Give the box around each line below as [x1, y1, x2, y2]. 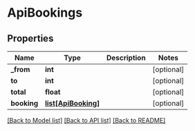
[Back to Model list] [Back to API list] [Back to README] [7, 116, 166, 124]
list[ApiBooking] [44, 98, 100, 108]
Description [106, 53, 147, 62]
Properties [7, 33, 54, 44]
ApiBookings [7, 5, 83, 21]
